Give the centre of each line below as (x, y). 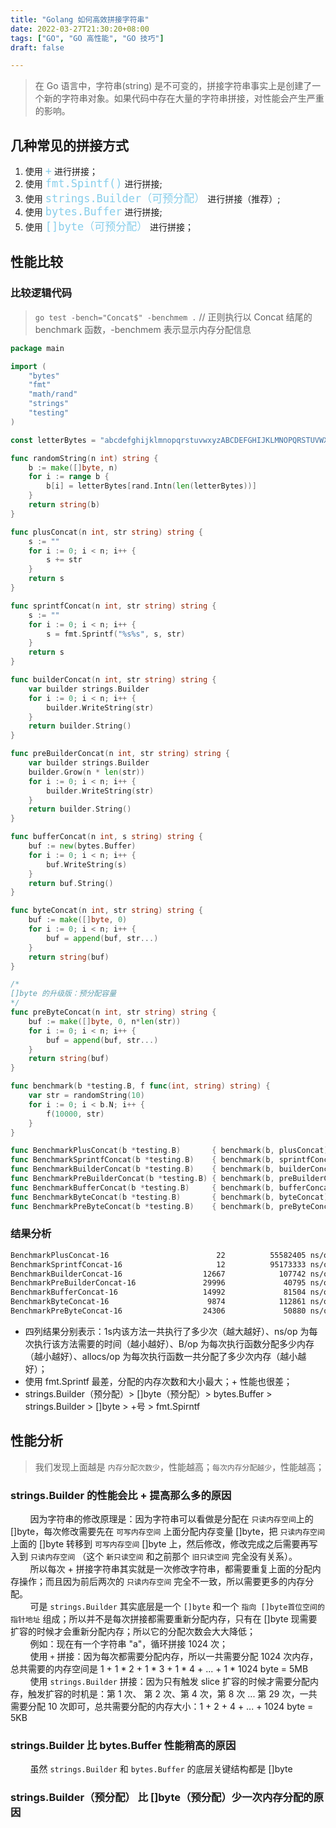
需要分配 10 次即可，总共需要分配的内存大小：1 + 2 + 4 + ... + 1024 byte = (162, 1707)
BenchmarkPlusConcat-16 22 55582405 (158, 1255)
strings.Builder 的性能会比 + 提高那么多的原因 (121, 1495)
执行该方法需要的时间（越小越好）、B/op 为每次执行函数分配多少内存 (174, 1343)
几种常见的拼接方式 (69, 145)
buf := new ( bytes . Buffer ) (82, 846)
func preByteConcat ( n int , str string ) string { (113, 1012)
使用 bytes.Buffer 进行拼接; (93, 212)
